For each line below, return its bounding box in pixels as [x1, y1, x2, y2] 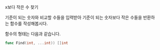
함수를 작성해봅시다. [10, 21, 48, 26]
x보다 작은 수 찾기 [5, 4, 39, 10]
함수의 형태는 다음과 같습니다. [5, 31, 61, 36]
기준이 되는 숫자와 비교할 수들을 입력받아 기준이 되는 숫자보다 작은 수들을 [5, 15, 142, 20]
